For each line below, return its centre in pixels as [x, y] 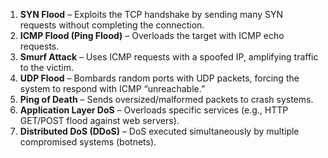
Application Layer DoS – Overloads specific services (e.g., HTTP [154, 110]
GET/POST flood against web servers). [99, 120]
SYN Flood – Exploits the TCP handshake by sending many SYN [151, 14]
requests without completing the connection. [112, 25]
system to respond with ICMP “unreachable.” [112, 88]
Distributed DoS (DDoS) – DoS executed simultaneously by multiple [159, 131]
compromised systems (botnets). [88, 142]
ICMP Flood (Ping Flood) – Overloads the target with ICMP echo [152, 35]
